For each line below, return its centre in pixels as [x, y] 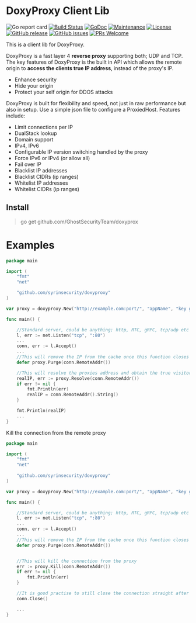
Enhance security [36, 79]
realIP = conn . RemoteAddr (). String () [73, 395]
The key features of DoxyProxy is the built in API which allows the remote [94, 62]
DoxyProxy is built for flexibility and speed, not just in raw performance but [96, 103]
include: [16, 116]
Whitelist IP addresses [41, 183]
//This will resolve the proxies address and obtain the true [94, 373]
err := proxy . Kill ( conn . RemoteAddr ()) [64, 566]
